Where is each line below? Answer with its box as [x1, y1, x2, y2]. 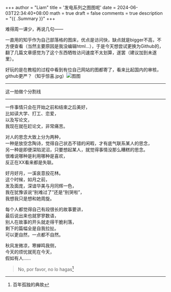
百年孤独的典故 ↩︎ [12, 281, 49, 287]
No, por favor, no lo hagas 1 [17, 266, 74, 272]
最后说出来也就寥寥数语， [5, 213, 59, 218]
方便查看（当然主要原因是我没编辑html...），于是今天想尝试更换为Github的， [5, 43, 164, 49]
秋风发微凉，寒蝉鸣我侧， [5, 243, 59, 248]
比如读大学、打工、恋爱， [5, 111, 59, 116]
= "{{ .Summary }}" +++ [5, 16, 55, 21]
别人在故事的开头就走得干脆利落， [5, 219, 77, 225]
